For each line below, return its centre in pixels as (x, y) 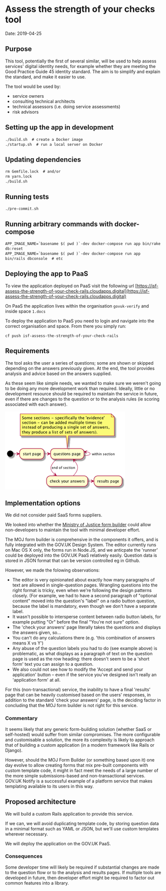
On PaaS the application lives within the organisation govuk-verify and (77, 306)
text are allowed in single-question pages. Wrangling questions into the (85, 585)
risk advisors (25, 112)
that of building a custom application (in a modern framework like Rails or (80, 745)
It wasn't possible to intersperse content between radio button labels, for (86, 617)
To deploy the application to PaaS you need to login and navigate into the (80, 320)
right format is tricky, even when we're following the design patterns (82, 590)
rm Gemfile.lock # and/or (33, 172)
